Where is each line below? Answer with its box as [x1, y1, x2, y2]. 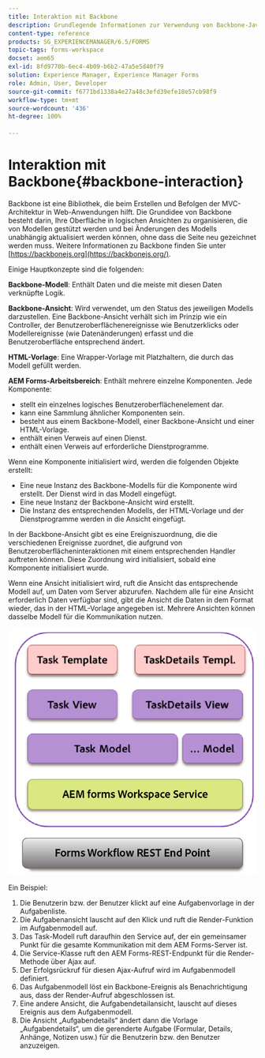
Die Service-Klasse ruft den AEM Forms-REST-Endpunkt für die [19, 948, 226, 959]
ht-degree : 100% [8, 113, 62, 121]
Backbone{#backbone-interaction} [8, 173, 244, 191]
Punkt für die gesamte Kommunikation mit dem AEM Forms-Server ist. [19, 940, 248, 950]
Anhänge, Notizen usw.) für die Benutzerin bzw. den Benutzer [19, 1033, 221, 1042]
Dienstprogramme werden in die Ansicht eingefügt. [19, 514, 186, 523]
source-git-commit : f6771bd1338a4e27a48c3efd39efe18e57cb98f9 [8, 88, 217, 96]
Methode [19, 957, 50, 966]
